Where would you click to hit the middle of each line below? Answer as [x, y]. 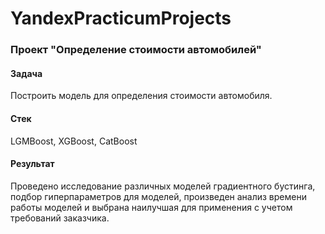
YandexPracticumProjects [121, 18]
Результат [32, 164]
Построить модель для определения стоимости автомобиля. [141, 96]
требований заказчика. [60, 218]
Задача [26, 73]
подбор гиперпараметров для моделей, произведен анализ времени [158, 196]
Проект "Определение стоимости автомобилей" [136, 50]
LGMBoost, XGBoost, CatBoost [74, 141]
